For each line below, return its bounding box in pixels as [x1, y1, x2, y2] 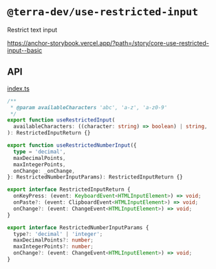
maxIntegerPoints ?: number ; [13, 243, 94, 250]
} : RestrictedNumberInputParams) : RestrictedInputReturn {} [7, 174, 184, 180]
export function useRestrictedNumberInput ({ [7, 142, 137, 149]
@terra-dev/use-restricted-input [7, 5, 199, 19]
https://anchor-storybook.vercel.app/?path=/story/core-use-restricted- [7, 38, 210, 47]
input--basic [7, 46, 43, 54]
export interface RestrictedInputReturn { [7, 186, 131, 194]
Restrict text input [7, 25, 58, 34]
